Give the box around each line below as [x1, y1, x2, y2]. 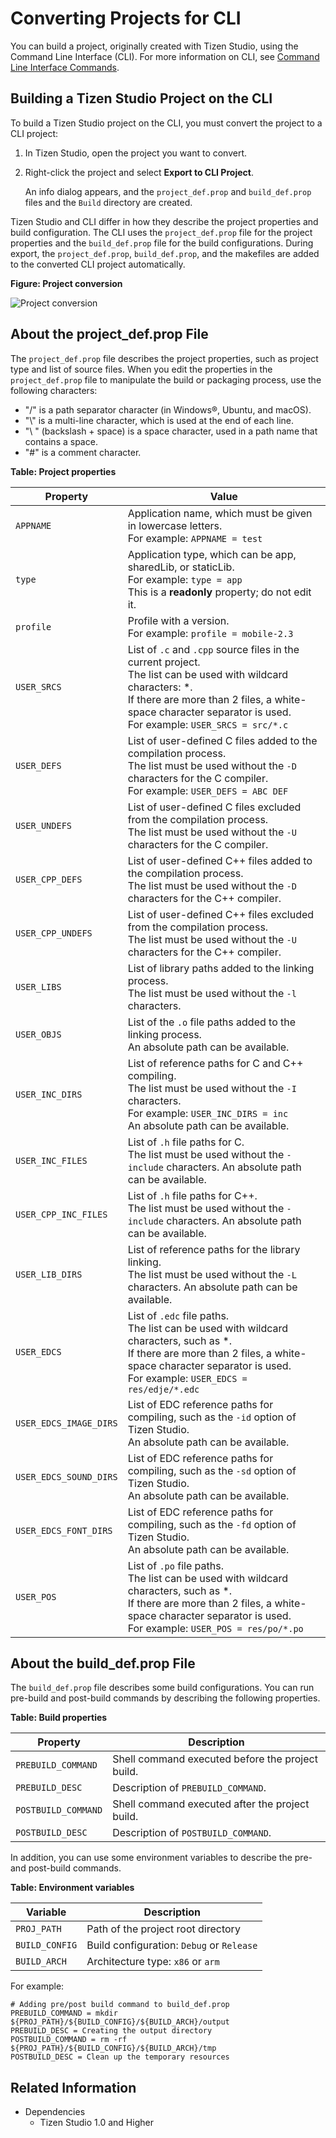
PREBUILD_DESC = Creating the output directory [10, 2026, 213, 2036]
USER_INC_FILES [15, 1155, 88, 1166]
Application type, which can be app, [127, 547, 297, 561]
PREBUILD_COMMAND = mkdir [10, 2008, 118, 2019]
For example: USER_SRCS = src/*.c [127, 717, 289, 731]
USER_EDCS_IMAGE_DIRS [15, 1417, 118, 1429]
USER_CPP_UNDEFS [15, 927, 93, 939]
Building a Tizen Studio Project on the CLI [10, 90, 273, 107]
